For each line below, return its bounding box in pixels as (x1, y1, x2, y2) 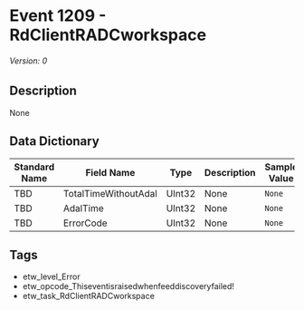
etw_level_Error (22, 271, 81, 282)
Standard (14, 160, 55, 173)
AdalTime (62, 201, 104, 214)
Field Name (85, 166, 136, 179)
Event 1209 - (9, 5, 107, 26)
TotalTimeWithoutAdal (62, 187, 158, 199)
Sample (264, 160, 299, 173)
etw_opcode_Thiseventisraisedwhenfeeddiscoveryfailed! (22, 281, 235, 292)
